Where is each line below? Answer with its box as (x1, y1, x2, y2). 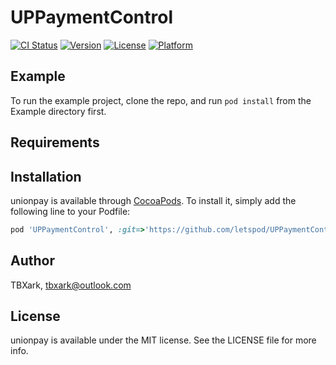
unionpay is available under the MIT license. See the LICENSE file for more (10, 334, 317, 346)
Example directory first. (10, 105, 107, 117)
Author (10, 252, 55, 270)
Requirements (10, 134, 100, 151)
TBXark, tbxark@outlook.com (10, 279, 132, 291)
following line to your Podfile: (10, 205, 131, 217)
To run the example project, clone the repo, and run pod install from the (10, 94, 312, 106)
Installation (10, 168, 82, 185)
